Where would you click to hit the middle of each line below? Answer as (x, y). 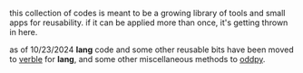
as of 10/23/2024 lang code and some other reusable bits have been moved (152, 50)
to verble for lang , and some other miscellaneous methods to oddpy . (137, 59)
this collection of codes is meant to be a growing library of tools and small (147, 13)
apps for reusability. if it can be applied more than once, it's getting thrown (149, 23)
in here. (24, 32)
